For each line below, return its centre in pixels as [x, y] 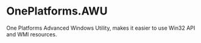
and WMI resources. [32, 34]
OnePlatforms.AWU [57, 11]
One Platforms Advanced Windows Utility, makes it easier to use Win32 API [101, 28]
